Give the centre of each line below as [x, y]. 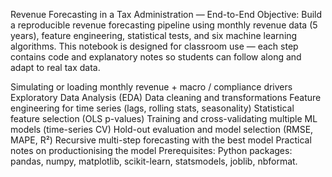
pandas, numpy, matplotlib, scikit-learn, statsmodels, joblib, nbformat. [154, 161]
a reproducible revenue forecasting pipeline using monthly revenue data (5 [164, 25]
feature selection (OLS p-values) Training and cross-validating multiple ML [164, 118]
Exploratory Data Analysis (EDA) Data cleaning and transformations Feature [166, 97]
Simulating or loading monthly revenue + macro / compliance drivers [151, 87]
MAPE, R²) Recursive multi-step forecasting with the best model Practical [161, 140]
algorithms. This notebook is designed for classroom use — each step [154, 46]
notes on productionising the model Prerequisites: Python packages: [151, 150]
